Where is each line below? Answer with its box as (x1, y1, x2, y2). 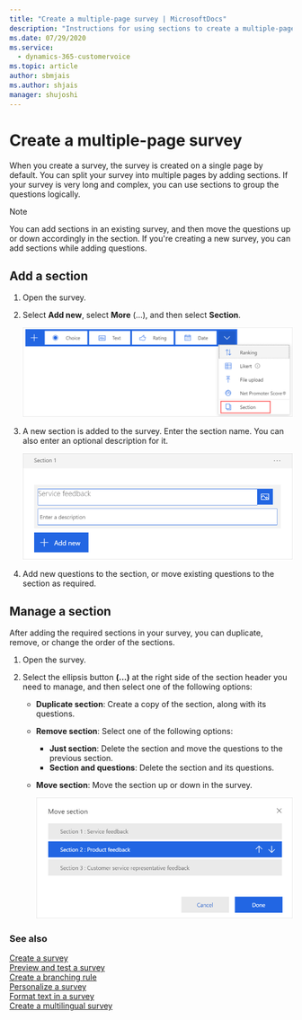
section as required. (22, 578, 97, 589)
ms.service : (9, 43, 54, 52)
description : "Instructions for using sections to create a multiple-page (9, 23, 296, 33)
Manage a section (9, 604, 111, 619)
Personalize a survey (9, 981, 87, 992)
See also (9, 932, 48, 945)
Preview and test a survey (9, 962, 105, 973)
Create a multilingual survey (9, 1000, 113, 1011)
